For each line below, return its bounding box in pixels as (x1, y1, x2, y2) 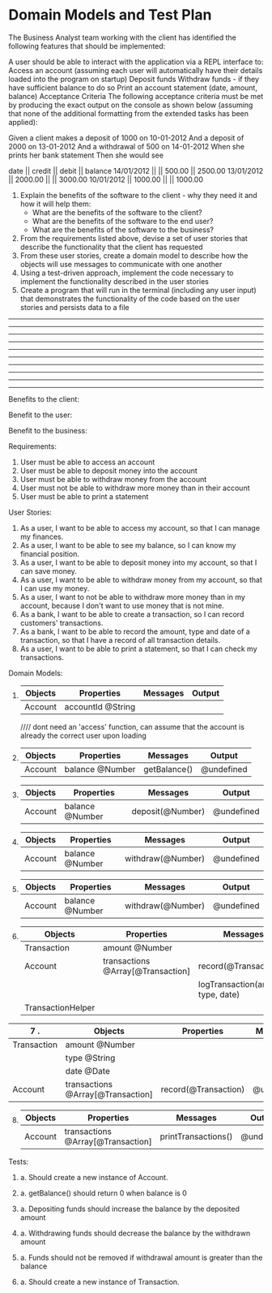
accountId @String (64, 700, 136, 712)
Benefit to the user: (8, 410, 73, 420)
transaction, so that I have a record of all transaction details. (19, 635, 221, 644)
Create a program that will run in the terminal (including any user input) (19, 285, 257, 295)
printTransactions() (159, 1131, 233, 1142)
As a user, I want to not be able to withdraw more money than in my (19, 592, 245, 601)
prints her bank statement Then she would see (8, 150, 164, 160)
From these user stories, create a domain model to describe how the (19, 250, 249, 261)
